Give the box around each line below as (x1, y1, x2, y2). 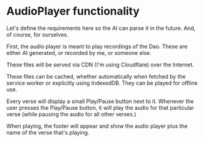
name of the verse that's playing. (6, 129, 90, 136)
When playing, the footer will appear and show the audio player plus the (6, 122, 188, 129)
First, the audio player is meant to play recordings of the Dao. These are (6, 43, 188, 50)
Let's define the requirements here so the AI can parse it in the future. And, (6, 24, 196, 32)
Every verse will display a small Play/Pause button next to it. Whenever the (6, 98, 194, 105)
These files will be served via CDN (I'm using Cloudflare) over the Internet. (6, 61, 194, 68)
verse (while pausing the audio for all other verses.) (6, 110, 137, 118)
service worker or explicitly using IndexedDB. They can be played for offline (6, 79, 198, 87)
